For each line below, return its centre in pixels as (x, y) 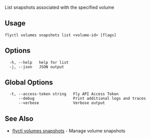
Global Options (29, 83)
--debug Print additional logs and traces (82, 99)
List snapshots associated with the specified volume (59, 7)
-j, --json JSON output (37, 67)
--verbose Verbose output (62, 103)
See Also (19, 118)
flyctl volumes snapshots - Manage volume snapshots (69, 131)
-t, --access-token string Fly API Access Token (64, 94)
